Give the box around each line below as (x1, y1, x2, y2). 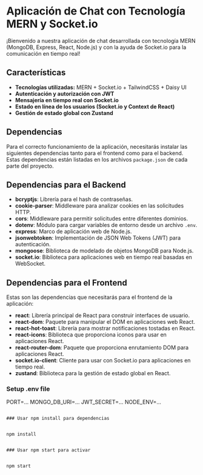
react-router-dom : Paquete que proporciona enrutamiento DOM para (15, 344, 189, 352)
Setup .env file (6, 385, 50, 393)
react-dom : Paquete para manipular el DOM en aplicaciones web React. (15, 318, 196, 326)
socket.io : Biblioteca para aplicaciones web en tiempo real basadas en (15, 254, 193, 261)
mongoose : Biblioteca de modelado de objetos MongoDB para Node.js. (15, 247, 194, 255)
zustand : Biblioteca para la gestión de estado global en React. (15, 370, 171, 377)
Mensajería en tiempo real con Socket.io (15, 96, 119, 103)
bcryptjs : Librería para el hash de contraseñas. (15, 195, 133, 203)
